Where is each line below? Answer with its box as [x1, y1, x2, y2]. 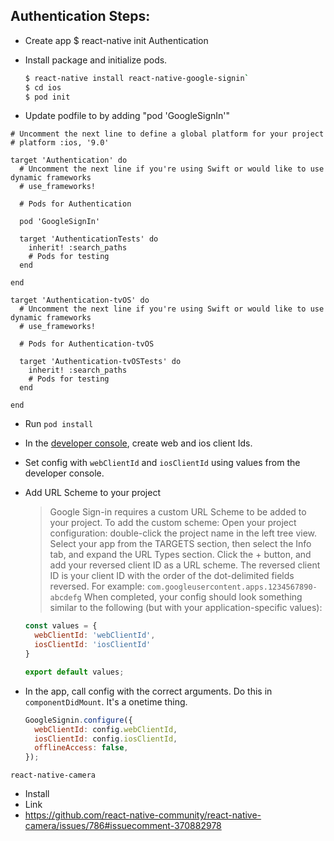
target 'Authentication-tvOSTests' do [19, 357, 182, 367]
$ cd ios [24, 82, 62, 93]
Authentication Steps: [10, 8, 151, 25]
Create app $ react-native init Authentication [24, 34, 209, 46]
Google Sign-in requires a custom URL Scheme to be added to [49, 506, 307, 518]
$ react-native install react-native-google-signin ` [24, 73, 250, 83]
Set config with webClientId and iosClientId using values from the [24, 457, 301, 469]
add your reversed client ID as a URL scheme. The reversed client [49, 559, 321, 571]
